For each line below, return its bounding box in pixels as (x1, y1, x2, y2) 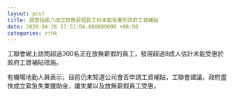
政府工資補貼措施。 (7, 58, 63, 67)
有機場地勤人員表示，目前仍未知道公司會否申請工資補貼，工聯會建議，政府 (7, 73, 221, 81)
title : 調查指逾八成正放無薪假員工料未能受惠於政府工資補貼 (7, 17, 159, 24)
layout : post (7, 10, 45, 17)
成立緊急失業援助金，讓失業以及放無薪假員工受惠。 (13, 81, 160, 90)
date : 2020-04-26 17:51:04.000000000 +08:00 (7, 23, 139, 30)
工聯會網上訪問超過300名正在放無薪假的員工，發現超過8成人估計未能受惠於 (7, 49, 224, 58)
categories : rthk (7, 29, 58, 37)
